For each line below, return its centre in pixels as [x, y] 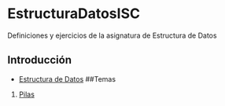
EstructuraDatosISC [74, 14]
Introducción [40, 60]
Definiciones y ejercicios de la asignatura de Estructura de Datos [112, 35]
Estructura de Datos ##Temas [67, 79]
